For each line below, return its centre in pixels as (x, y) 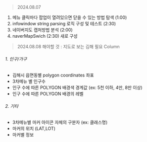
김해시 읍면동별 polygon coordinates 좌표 (53, 75)
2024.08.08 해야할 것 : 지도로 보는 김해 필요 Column (68, 46)
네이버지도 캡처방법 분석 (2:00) (42, 30)
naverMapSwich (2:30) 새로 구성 (45, 36)
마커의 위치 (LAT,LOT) (34, 129)
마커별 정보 (23, 135)
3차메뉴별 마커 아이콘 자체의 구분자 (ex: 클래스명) (60, 122)
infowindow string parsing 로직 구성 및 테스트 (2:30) (64, 24)
